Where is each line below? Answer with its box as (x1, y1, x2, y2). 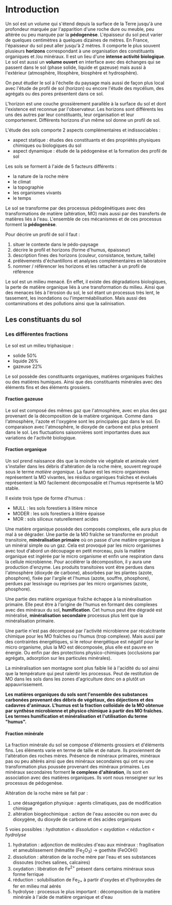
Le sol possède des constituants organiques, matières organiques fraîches (5, 373, 163, 379)
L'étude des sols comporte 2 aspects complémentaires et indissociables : (5, 127, 161, 133)
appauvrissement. (5, 681, 44, 688)
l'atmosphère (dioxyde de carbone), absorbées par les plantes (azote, (5, 569, 153, 576)
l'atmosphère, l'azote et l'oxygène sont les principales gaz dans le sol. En (5, 418, 161, 424)
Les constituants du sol (5, 315, 82, 324)
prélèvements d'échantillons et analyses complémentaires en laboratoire (12, 257, 166, 264)
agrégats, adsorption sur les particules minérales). (5, 655, 112, 661)
